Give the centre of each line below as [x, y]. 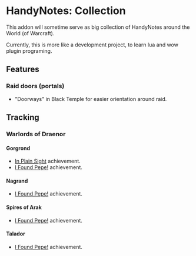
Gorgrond [18, 148]
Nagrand [17, 181]
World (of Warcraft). [30, 33]
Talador [16, 234]
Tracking [23, 118]
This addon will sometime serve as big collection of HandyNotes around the [98, 27]
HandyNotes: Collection [66, 11]
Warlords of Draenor [36, 134]
